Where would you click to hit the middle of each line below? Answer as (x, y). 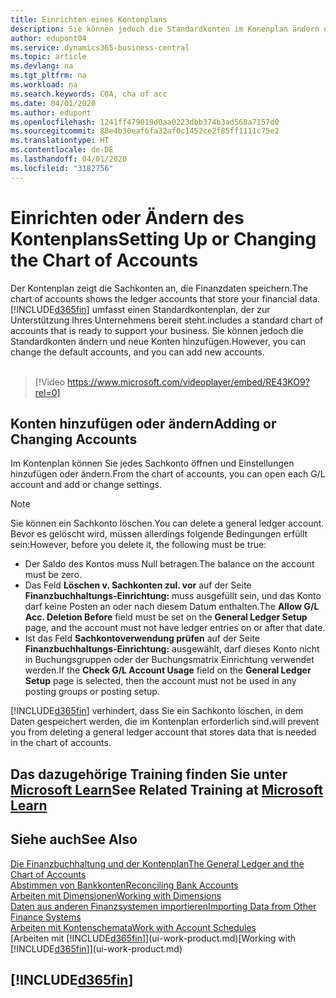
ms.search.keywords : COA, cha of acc (89, 94)
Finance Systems (46, 917)
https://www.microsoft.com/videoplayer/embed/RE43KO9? (188, 382)
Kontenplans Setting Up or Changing (163, 238)
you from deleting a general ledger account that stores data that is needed (163, 732)
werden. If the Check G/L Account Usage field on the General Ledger (168, 670)
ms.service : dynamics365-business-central (100, 47)
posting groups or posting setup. (92, 692)
